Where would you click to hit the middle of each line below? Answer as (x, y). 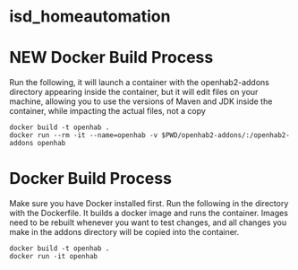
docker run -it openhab (54, 257)
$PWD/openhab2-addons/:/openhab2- (226, 135)
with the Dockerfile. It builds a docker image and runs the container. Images (149, 213)
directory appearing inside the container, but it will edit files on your (134, 92)
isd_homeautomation (90, 17)
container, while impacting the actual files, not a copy (107, 111)
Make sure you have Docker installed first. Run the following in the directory (149, 204)
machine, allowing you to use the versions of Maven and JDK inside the (141, 101)
